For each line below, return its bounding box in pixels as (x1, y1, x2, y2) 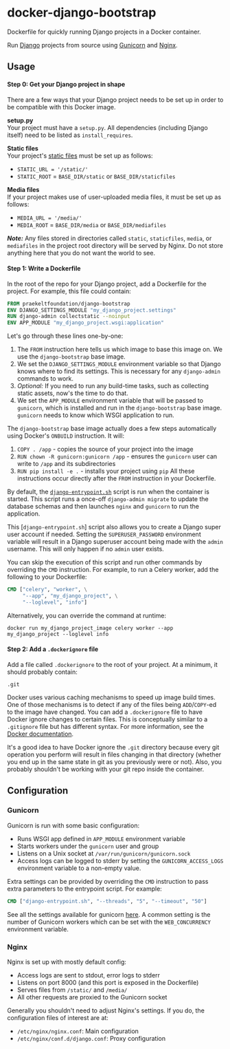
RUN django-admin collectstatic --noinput (7, 313, 130, 320)
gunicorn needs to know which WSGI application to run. (16, 411, 175, 419)
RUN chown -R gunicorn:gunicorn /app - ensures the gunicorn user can (16, 452, 218, 460)
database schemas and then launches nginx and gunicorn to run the (7, 502, 199, 511)
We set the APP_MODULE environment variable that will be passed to (16, 396, 204, 405)
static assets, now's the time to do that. (16, 389, 128, 397)
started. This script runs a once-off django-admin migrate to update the (7, 495, 209, 503)
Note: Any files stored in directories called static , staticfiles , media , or (7, 234, 212, 242)
